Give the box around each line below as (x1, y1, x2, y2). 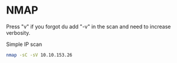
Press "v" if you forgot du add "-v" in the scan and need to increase (6, 23, 171, 30)
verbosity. (6, 29, 31, 36)
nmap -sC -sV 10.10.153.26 (6, 52, 73, 58)
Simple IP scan (6, 41, 42, 48)
